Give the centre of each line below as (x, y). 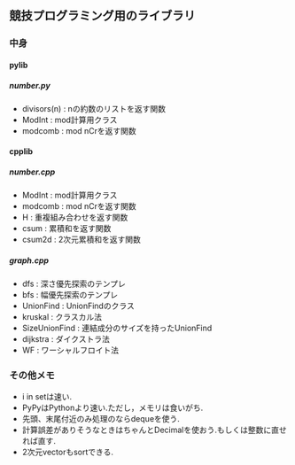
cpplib (21, 151)
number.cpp (32, 172)
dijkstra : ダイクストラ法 (66, 339)
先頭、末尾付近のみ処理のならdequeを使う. (101, 418)
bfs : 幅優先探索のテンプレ (70, 295)
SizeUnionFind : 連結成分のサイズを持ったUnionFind (117, 328)
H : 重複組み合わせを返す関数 (75, 217)
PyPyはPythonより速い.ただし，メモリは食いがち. (113, 407)
